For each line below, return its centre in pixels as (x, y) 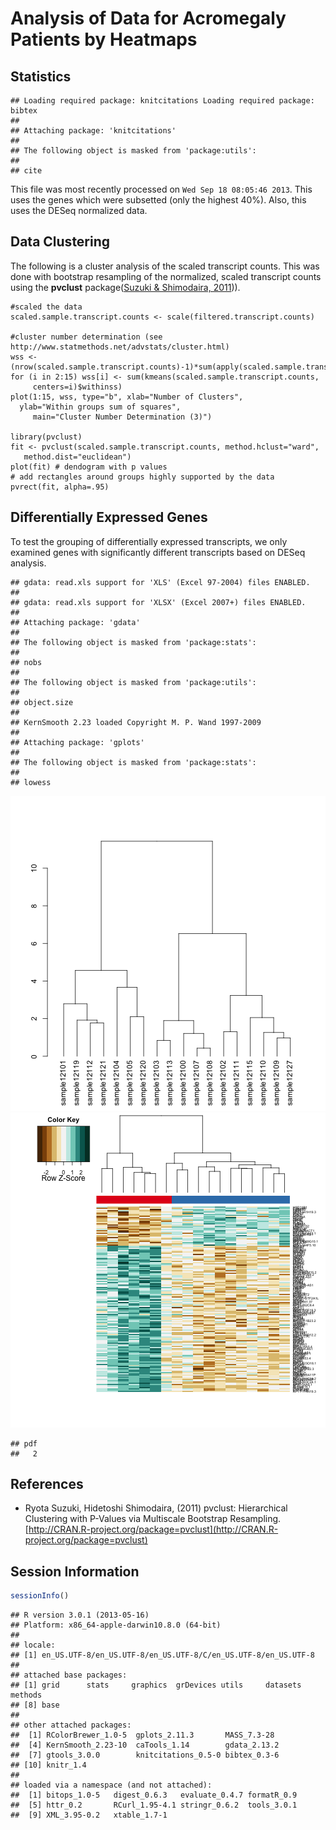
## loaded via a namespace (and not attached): (111, 1785)
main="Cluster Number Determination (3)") (122, 417)
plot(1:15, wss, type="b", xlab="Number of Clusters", (127, 397)
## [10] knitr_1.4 (48, 1765)
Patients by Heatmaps (104, 39)
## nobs (26, 662)
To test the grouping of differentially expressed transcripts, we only (149, 541)
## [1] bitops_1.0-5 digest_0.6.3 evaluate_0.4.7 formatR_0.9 (154, 1795)
